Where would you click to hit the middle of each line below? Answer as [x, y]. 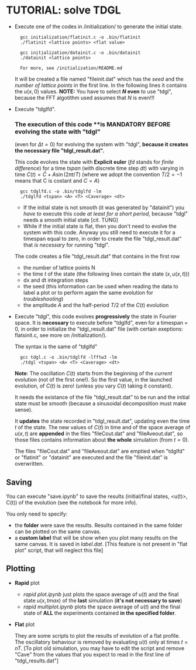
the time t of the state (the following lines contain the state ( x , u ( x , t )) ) [106, 274]
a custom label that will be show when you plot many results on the [96, 538]
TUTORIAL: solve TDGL [63, 10]
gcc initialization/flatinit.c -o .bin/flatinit [80, 37]
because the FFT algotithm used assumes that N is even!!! [85, 97]
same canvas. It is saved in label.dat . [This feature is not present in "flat [101, 544]
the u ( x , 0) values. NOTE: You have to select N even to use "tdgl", [93, 91]
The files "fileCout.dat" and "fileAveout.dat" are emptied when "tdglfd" [100, 451]
